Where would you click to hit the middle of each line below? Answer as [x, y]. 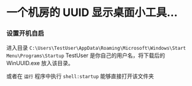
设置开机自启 [25, 33]
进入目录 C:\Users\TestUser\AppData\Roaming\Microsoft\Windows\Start [96, 48]
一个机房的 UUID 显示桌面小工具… [92, 13]
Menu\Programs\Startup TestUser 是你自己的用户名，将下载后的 [86, 55]
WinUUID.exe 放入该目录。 [40, 63]
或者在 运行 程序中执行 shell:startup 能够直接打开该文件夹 [80, 76]
